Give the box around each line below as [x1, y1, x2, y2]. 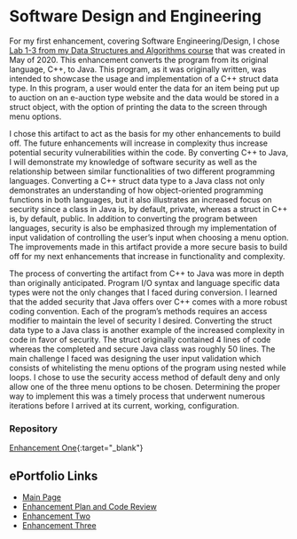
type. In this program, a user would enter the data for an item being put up [9, 83, 280, 93]
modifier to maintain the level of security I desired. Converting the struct [9, 315, 273, 326]
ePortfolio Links [9, 468, 98, 483]
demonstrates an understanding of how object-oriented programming [9, 185, 264, 195]
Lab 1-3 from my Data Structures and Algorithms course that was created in [9, 44, 285, 55]
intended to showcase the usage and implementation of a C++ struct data [9, 73, 279, 83]
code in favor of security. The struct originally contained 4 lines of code [9, 334, 271, 345]
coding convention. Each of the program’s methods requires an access [9, 305, 268, 316]
